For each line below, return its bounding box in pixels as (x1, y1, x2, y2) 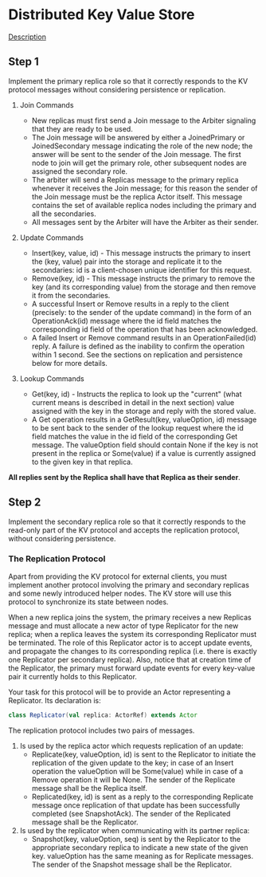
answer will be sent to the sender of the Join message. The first (31, 149, 241, 159)
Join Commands (19, 100, 74, 109)
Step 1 (8, 55, 40, 69)
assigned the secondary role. (31, 166, 128, 176)
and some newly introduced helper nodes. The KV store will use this (8, 588, 233, 598)
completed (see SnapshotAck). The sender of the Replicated (31, 808, 231, 818)
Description (8, 32, 46, 41)
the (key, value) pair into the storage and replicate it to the (31, 257, 222, 266)
